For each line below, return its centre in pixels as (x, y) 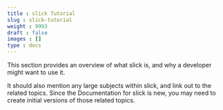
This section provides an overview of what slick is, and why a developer (109, 65)
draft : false (28, 33)
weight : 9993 (28, 26)
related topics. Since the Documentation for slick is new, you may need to (111, 93)
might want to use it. (36, 72)
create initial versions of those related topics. (71, 100)
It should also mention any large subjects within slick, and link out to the (109, 86)
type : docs (24, 45)
